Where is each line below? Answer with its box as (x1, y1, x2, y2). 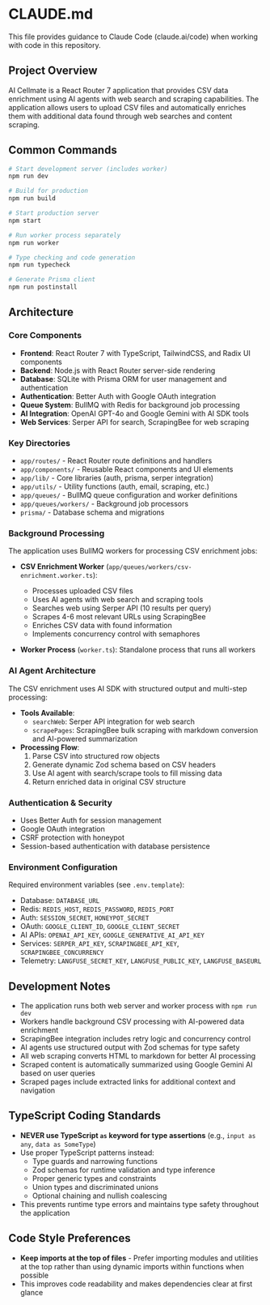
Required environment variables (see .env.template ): (8, 880, 185, 890)
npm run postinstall (8, 283, 78, 292)
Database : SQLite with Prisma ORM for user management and (19, 374, 227, 383)
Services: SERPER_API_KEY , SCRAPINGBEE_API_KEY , (19, 939, 179, 948)
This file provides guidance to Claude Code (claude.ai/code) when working (8, 32, 259, 41)
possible (19, 1270, 49, 1280)
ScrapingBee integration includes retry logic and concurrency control (19, 1034, 251, 1044)
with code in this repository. (8, 40, 101, 49)
